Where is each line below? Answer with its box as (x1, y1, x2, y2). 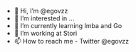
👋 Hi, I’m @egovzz (14, 7, 68, 15)
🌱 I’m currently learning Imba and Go (14, 22, 122, 30)
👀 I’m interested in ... (14, 14, 75, 22)
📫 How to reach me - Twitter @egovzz (14, 37, 130, 45)
